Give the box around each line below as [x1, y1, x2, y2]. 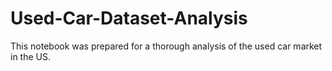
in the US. [10, 50, 51, 62]
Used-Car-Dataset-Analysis [10, 7, 248, 30]
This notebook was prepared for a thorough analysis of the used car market [10, 40, 323, 52]
